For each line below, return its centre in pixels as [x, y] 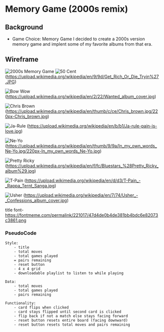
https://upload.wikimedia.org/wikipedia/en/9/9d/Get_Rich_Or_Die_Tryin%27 [83, 77]
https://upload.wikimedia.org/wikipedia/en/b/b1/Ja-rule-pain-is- [93, 126]
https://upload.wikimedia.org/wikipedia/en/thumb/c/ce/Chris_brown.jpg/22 [82, 111]
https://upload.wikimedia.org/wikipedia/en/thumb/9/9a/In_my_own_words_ [82, 146]
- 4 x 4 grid [27, 269]
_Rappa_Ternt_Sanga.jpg [30, 185]
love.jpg [13, 131]
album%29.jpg [20, 171]
